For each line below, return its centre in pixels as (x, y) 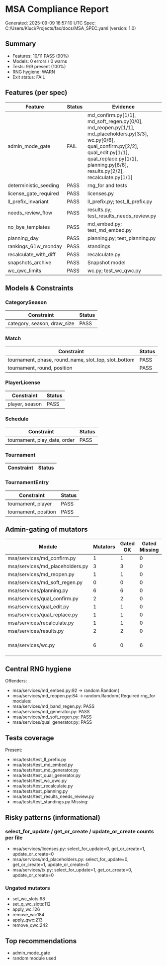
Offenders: (16, 681)
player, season (25, 404)
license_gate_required (33, 193)
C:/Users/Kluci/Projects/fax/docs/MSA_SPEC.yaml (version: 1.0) (71, 28)
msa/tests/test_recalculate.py (42, 786)
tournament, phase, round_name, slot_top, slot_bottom (71, 360)
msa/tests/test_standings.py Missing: (50, 802)
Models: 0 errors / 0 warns (40, 61)
